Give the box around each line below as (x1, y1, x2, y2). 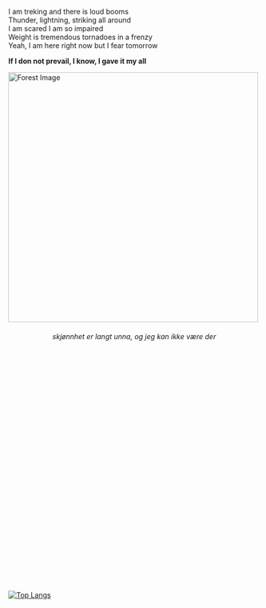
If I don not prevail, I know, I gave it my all (8, 56, 146, 66)
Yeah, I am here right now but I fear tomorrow (8, 41, 158, 50)
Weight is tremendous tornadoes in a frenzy (8, 32, 153, 42)
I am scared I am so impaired (8, 24, 104, 33)
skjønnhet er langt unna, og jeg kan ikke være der (52, 332, 216, 341)
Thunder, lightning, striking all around (8, 15, 132, 25)
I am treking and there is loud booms (8, 7, 129, 16)
